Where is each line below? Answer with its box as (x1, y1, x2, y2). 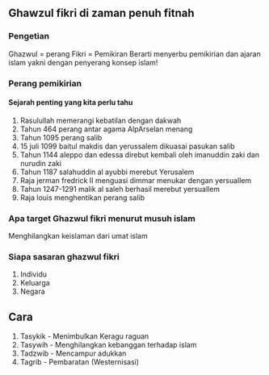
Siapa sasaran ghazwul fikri (8, 252, 120, 263)
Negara (19, 286, 46, 297)
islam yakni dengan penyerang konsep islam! (8, 57, 158, 67)
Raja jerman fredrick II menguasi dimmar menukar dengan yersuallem (19, 175, 252, 185)
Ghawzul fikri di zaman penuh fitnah (8, 6, 195, 20)
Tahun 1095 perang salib (19, 132, 103, 142)
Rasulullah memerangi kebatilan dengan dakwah (19, 115, 182, 125)
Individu (19, 269, 47, 279)
